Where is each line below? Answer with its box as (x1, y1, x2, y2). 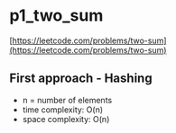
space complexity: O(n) (22, 113, 110, 124)
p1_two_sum (9, 5, 104, 26)
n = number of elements (22, 94, 113, 105)
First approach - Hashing (9, 71, 153, 86)
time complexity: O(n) (22, 104, 104, 115)
